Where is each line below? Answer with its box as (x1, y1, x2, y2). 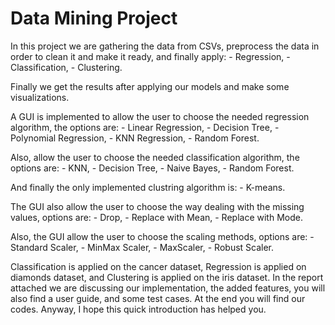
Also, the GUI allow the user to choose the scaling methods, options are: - (10, 230, 315, 242)
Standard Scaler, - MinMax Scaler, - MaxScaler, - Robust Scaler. (10, 241, 275, 253)
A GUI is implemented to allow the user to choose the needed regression (10, 110, 310, 122)
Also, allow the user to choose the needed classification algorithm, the (10, 151, 300, 163)
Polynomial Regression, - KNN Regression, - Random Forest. (10, 132, 260, 144)
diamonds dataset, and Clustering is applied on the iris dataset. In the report (10, 271, 324, 283)
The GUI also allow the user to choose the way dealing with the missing (10, 200, 305, 212)
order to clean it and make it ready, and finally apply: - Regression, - (10, 50, 291, 62)
